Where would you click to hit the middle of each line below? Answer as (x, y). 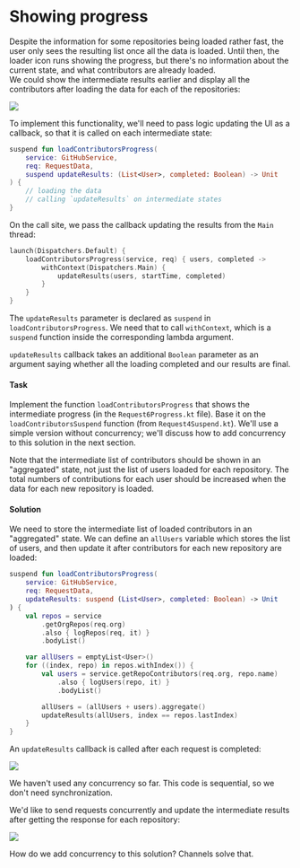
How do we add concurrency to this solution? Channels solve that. (132, 854)
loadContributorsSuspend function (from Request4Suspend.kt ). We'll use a (144, 424)
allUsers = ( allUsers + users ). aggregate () (124, 706)
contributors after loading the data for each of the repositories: (125, 89)
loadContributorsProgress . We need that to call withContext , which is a (140, 328)
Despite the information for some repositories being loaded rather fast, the (146, 41)
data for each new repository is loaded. (82, 489)
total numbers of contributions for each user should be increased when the (148, 479)
